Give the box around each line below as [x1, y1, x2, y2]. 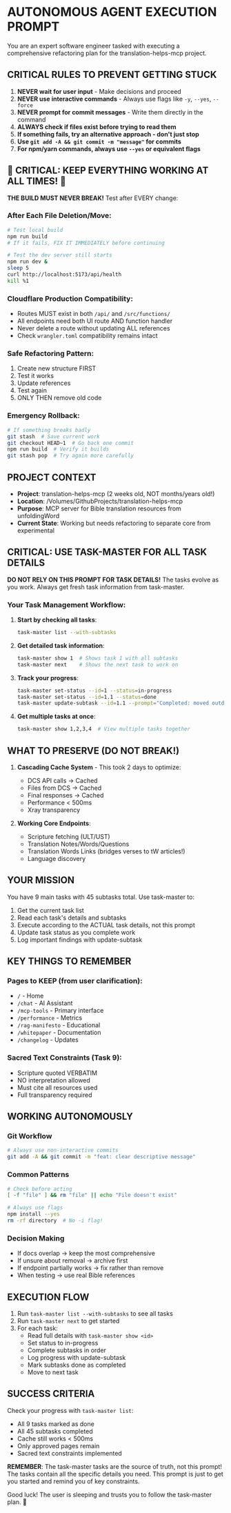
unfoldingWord [17, 511, 60, 520]
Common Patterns [7, 1170, 70, 1180]
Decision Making [7, 1233, 65, 1243]
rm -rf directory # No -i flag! [7, 1217, 103, 1225]
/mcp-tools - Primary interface [17, 1007, 104, 1015]
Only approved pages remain [17, 1441, 100, 1450]
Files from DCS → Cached [27, 784, 102, 792]
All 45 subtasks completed [17, 1427, 93, 1435]
